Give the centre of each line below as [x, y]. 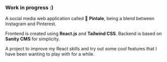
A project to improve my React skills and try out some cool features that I [81, 49]
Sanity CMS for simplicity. [32, 39]
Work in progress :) [29, 8]
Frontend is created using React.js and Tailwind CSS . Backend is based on [83, 34]
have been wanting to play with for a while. [50, 54]
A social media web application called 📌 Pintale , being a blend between [80, 19]
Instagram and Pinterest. [31, 24]
